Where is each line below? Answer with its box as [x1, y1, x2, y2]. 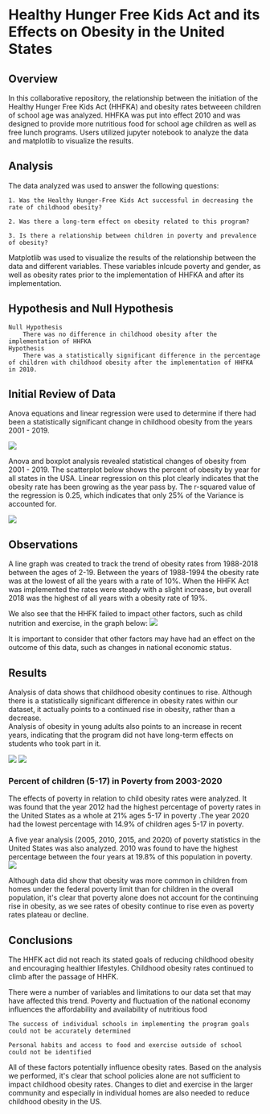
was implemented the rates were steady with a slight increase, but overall [8, 585, 252, 594]
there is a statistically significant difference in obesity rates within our [8, 696, 239, 706]
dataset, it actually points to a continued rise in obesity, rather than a [8, 705, 235, 714]
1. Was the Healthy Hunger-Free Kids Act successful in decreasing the [8, 196, 253, 205]
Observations [8, 537, 79, 551]
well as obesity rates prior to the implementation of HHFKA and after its [8, 270, 245, 280]
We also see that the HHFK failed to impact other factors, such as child [8, 609, 243, 619]
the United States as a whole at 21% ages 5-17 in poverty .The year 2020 [8, 811, 250, 821]
